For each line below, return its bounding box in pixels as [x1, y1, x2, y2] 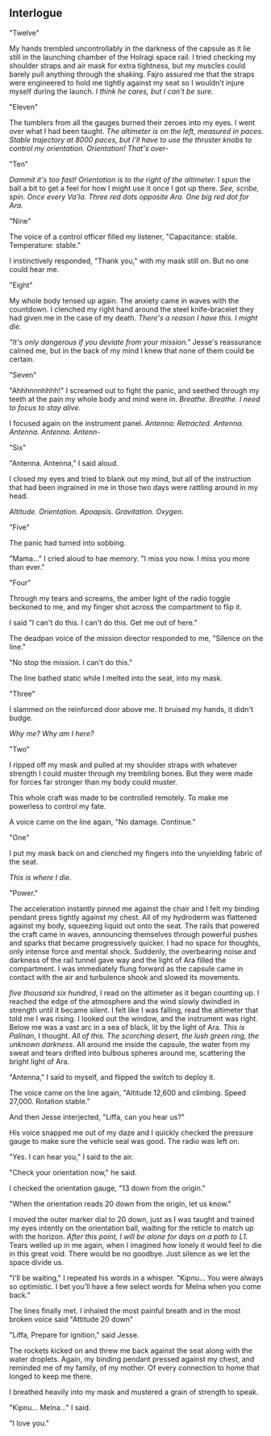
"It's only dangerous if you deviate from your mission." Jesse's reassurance [9, 337, 261, 346]
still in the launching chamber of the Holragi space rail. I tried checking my [9, 52, 256, 61]
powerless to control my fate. [9, 801, 106, 810]
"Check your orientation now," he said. [9, 1167, 137, 1177]
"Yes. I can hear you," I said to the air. [9, 1152, 134, 1162]
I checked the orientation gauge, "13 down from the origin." [9, 1183, 206, 1193]
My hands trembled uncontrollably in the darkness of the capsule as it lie [9, 44, 251, 53]
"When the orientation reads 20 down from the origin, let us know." [9, 1199, 232, 1208]
